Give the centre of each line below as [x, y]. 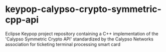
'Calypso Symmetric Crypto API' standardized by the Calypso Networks [79, 39]
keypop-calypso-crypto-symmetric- [83, 9]
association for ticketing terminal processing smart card [63, 44]
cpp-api [22, 20]
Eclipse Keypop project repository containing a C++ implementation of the [82, 33]
